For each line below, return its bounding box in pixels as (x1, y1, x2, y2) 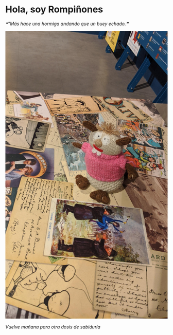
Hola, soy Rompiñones (5, 4, 103, 15)
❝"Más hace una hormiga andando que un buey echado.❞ (5, 21, 129, 27)
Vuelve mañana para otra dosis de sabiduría (5, 324, 100, 330)
